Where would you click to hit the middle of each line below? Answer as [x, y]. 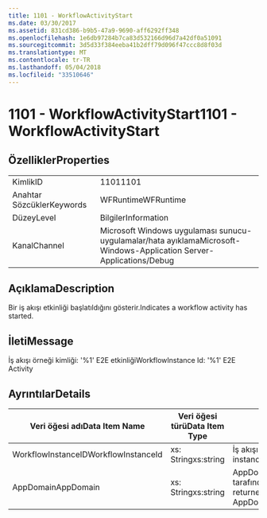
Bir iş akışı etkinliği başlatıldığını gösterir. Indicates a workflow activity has [128, 308]
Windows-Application [141, 250]
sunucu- [236, 230]
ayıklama [183, 240]
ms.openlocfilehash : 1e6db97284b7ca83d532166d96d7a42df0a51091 [115, 38]
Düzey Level [34, 217]
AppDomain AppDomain [56, 488]
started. [21, 316]
